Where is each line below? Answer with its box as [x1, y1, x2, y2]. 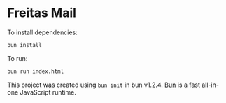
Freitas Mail [7, 5, 77, 21]
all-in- [202, 81, 219, 89]
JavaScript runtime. [20, 88, 77, 96]
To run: [7, 54, 28, 62]
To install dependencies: [7, 28, 78, 36]
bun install [7, 41, 42, 48]
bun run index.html [7, 68, 64, 75]
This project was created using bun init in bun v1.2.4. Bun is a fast [7, 81, 201, 89]
